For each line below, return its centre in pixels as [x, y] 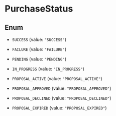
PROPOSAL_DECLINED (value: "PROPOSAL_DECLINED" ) [62, 98]
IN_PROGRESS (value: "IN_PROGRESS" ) [48, 69]
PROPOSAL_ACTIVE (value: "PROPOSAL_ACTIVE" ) [57, 78]
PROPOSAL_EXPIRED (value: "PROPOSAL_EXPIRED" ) [59, 108]
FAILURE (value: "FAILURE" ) [39, 49]
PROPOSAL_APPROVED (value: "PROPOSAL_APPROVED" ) [62, 88]
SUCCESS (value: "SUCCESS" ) [39, 39]
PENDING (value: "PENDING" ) [39, 59]
